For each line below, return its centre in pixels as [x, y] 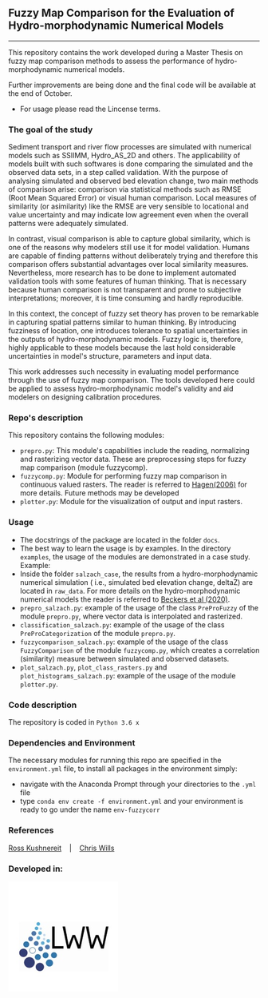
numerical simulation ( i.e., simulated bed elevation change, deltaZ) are [136, 582]
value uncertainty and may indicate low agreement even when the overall [128, 215]
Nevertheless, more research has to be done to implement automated [122, 273]
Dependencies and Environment [72, 742]
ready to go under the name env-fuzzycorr [90, 809]
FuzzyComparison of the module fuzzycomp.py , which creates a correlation [140, 650]
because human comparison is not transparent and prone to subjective [125, 290]
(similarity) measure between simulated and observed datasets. [124, 658]
